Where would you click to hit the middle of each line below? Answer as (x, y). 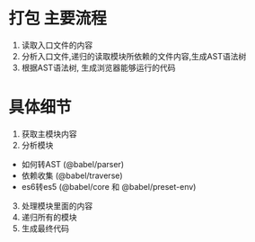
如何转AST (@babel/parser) (73, 164)
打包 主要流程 (57, 18)
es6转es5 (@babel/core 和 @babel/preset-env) (109, 186)
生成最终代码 (45, 228)
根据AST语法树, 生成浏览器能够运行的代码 (98, 67)
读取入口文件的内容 (57, 45)
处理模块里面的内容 (57, 206)
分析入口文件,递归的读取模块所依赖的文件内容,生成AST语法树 (134, 56)
